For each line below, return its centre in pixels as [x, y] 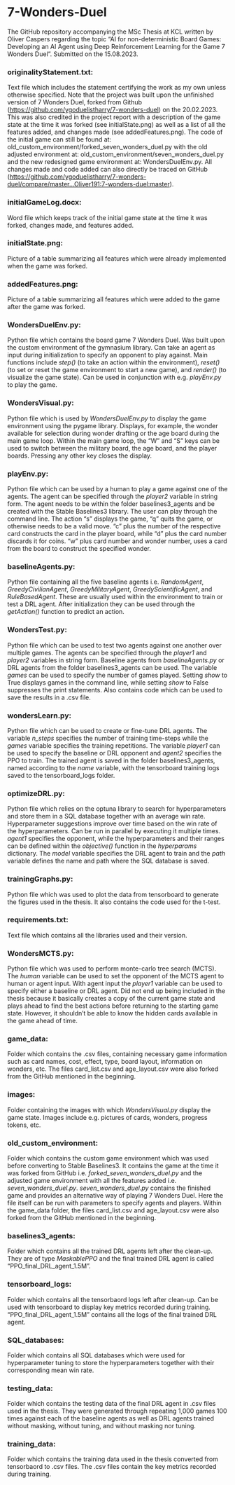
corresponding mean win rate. [51, 1370]
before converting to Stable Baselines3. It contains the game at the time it [113, 1165]
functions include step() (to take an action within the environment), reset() [114, 362]
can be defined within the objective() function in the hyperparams [102, 846]
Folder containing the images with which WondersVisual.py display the [109, 1110]
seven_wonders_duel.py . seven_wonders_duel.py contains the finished [109, 1188]
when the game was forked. [48, 266]
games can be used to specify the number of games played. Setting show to [117, 675]
